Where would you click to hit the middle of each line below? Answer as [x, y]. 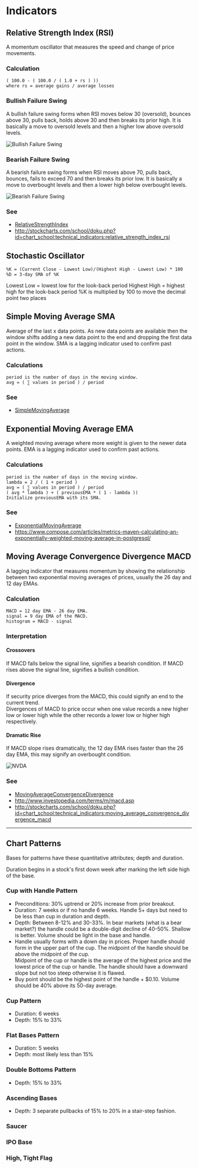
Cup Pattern [24, 1001]
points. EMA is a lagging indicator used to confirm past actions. [83, 449]
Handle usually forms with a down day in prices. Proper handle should [100, 941]
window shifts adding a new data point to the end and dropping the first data [99, 337]
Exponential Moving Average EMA [70, 429]
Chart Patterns [34, 843]
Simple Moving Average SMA [61, 317]
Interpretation [27, 636]
